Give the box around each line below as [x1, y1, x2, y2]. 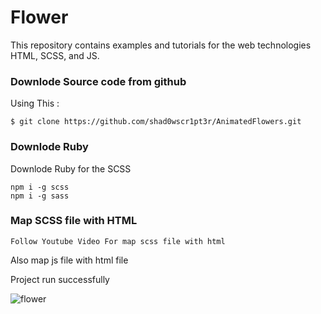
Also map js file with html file [10, 254, 129, 266]
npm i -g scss [10, 182, 70, 192]
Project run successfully [10, 273, 110, 285]
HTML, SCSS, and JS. [10, 49, 100, 61]
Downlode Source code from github [10, 74, 187, 88]
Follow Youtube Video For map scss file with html [10, 236, 226, 246]
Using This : [10, 97, 60, 110]
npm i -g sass [10, 191, 70, 201]
